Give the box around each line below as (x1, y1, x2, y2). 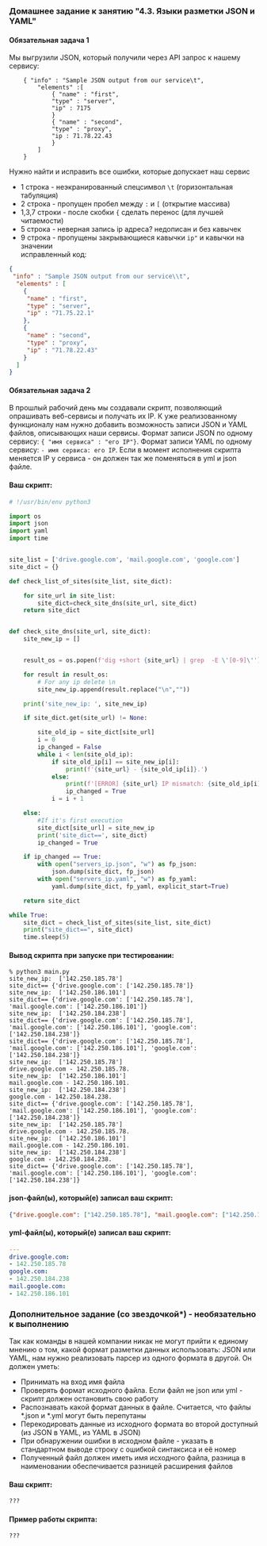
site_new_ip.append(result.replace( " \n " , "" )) (37, 685, 191, 694)
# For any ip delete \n (37, 678, 116, 686)
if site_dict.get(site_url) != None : (23, 714, 148, 722)
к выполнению (9, 1318, 70, 1329)
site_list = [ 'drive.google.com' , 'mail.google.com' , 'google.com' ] (9, 556, 240, 564)
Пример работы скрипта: (9, 1514, 98, 1524)
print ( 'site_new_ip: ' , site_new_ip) (23, 700, 148, 708)
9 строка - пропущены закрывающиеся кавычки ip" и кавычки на (20, 233, 245, 243)
